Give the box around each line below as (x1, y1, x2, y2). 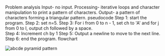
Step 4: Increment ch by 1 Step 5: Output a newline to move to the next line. (5, 31, 160, 36)
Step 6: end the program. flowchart (5, 36, 77, 42)
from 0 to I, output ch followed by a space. (5, 25, 92, 31)
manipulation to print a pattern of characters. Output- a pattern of (5, 9, 140, 15)
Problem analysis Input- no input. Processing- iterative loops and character (5, 4, 160, 10)
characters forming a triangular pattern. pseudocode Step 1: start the (5, 15, 147, 20)
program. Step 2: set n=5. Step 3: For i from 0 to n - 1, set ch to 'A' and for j (5, 20, 159, 26)
